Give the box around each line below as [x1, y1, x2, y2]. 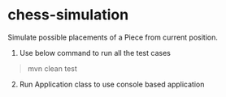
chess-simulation [7, 6, 129, 24]
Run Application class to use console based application [19, 79, 205, 89]
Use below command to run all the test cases [19, 48, 172, 57]
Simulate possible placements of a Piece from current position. [7, 32, 219, 42]
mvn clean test [27, 63, 78, 74]
